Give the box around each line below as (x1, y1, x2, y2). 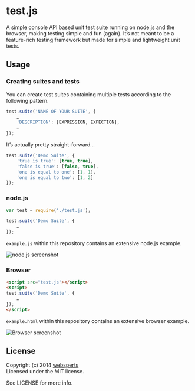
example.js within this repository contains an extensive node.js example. (6, 240, 182, 247)
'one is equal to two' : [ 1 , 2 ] (16, 174, 94, 181)
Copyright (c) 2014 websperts (6, 361, 79, 369)
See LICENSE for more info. (6, 379, 73, 386)
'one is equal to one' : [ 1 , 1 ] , (16, 169, 96, 175)
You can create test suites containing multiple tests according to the (6, 90, 171, 98)
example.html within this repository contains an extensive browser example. (6, 317, 190, 324)
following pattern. (6, 97, 49, 104)
